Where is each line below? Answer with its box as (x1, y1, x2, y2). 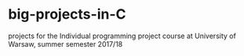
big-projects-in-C (8, 5, 126, 23)
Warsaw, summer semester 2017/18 (8, 39, 123, 48)
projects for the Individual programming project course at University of (8, 31, 237, 40)
